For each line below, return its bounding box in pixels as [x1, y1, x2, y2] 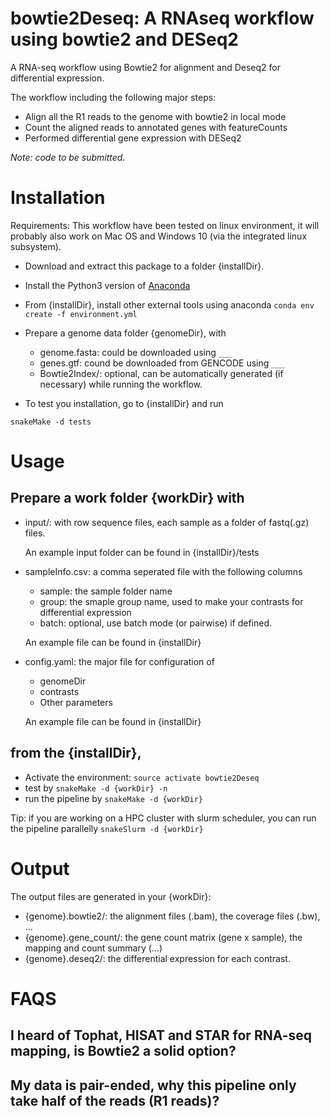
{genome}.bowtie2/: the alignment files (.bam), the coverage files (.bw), [24, 910, 321, 922]
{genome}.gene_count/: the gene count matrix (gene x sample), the [24, 931, 303, 943]
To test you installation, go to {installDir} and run [24, 397, 224, 409]
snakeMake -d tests [10, 417, 92, 427]
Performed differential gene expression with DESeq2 [24, 132, 242, 144]
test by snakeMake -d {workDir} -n [24, 782, 168, 794]
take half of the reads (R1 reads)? [10, 1092, 220, 1109]
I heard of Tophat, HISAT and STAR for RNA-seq [10, 1027, 312, 1044]
